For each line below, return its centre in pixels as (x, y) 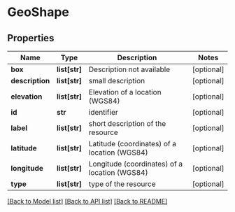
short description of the (127, 123)
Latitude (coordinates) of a (133, 144)
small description (117, 81)
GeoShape (38, 12)
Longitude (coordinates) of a (136, 164)
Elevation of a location (125, 92)
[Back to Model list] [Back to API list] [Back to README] (87, 201)
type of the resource (122, 184)
